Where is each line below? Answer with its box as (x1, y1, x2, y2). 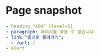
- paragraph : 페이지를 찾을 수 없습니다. (5, 29, 97, 35)
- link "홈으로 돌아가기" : (5, 34, 64, 41)
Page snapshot (5, 4, 82, 17)
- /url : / (11, 40, 35, 46)
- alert (5, 45, 25, 51)
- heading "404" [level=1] (5, 23, 73, 29)
